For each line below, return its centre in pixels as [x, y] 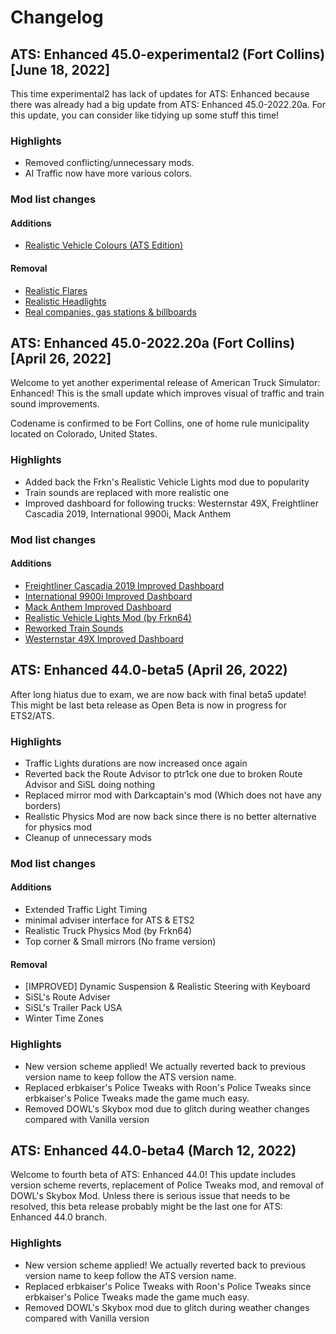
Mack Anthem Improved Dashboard [98, 607]
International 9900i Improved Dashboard [108, 596]
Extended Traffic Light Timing [86, 910]
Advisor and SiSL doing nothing [90, 784]
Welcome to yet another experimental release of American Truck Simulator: [165, 383]
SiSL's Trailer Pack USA [73, 1008]
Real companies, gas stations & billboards [110, 312]
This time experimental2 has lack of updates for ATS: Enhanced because [160, 94]
